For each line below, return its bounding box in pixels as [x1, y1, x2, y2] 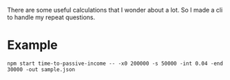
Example [7, 37, 58, 53]
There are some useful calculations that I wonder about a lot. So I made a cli [7, 6, 223, 14]
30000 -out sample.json [7, 66, 76, 73]
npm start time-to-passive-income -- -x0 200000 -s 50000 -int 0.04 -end [7, 60, 224, 67]
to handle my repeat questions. [7, 13, 96, 21]
